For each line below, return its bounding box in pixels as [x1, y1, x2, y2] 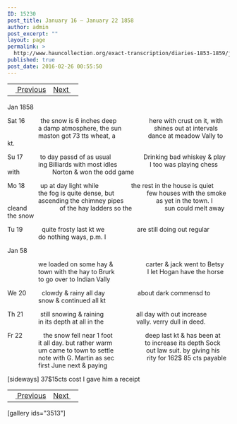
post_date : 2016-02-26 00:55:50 [7, 63, 102, 70]
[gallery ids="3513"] [7, 408, 66, 417]
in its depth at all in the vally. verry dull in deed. [38, 317, 206, 326]
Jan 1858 [7, 102, 34, 111]
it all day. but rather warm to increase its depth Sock [38, 338, 221, 347]
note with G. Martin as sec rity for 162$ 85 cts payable [38, 353, 227, 362]
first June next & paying [38, 361, 108, 370]
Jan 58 [7, 246, 28, 254]
